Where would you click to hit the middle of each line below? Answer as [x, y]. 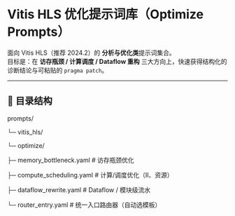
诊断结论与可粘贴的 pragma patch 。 [58, 70]
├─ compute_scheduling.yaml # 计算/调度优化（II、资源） [90, 175]
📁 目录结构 [30, 101]
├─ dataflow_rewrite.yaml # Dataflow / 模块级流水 [79, 189]
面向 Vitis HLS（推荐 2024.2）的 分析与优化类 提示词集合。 [92, 53]
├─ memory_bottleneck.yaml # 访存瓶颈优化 [71, 160]
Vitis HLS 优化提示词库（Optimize [106, 14]
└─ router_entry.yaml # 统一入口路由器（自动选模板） [84, 205]
